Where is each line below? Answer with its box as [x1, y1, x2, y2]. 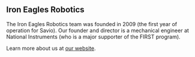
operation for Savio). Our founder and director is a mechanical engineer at [6, 27, 189, 34]
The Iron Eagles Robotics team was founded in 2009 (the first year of [6, 20, 178, 27]
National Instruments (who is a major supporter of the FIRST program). [6, 33, 181, 40]
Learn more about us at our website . [6, 45, 96, 52]
